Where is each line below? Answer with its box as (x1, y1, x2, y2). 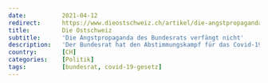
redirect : (8, 19, 41, 27)
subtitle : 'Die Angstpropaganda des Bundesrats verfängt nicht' (8, 33, 245, 42)
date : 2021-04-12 (8, 11, 98, 20)
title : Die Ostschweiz (8, 26, 112, 34)
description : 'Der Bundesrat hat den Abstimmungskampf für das (8, 41, 230, 49)
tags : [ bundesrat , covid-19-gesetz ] (8, 63, 162, 71)
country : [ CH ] (8, 48, 77, 56)
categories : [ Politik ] (8, 56, 94, 64)
